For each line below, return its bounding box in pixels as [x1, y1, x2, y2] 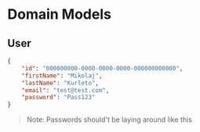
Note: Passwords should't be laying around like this [26, 115, 193, 124]
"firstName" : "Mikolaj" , [21, 72, 103, 80]
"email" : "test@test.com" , [21, 86, 110, 95]
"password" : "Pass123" [21, 94, 96, 102]
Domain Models [7, 5, 111, 23]
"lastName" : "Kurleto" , [21, 79, 100, 87]
